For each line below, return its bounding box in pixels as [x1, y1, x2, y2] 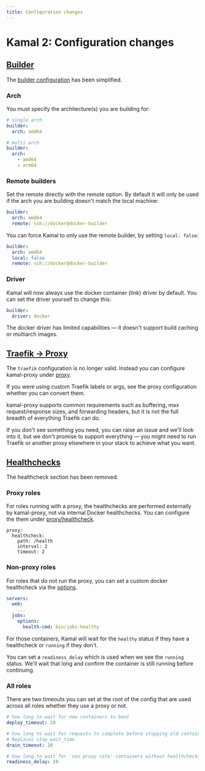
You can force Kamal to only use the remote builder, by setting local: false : [6, 231, 199, 239]
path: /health [17, 538, 53, 544]
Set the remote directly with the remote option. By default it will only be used [6, 191, 199, 198]
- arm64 [17, 162, 37, 169]
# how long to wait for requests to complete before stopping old [6, 731, 179, 737]
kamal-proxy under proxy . [6, 371, 71, 379]
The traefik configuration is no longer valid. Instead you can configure [6, 365, 185, 372]
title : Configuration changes [6, 9, 84, 15]
